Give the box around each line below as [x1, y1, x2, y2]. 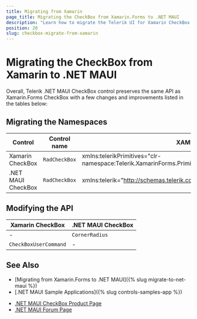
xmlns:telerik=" [81, 176, 124, 184]
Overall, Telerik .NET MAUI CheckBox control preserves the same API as [6, 88, 181, 95]
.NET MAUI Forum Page [14, 306, 72, 313]
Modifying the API [6, 203, 73, 213]
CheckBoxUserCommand [9, 241, 66, 247]
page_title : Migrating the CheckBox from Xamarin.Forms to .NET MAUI [6, 14, 180, 20]
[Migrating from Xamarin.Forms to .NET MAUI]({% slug [14, 276, 147, 283]
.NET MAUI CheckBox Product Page [14, 300, 102, 307]
